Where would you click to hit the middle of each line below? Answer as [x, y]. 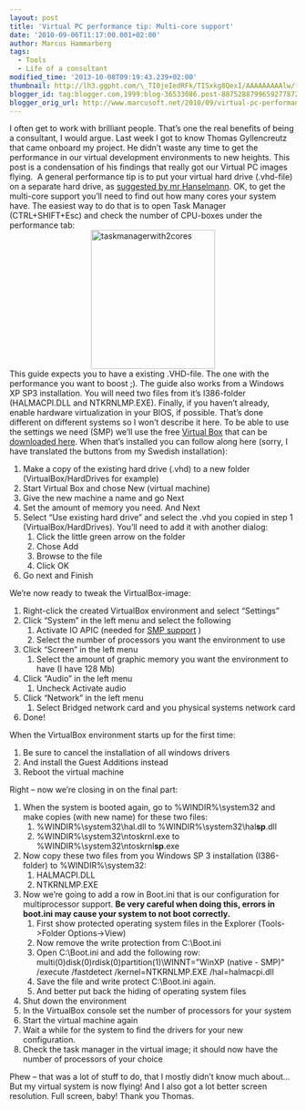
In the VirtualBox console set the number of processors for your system [157, 1011]
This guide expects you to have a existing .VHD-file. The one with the [139, 374]
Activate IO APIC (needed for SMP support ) [119, 631]
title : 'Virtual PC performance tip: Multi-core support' [122, 26]
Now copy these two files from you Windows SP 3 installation [138, 856]
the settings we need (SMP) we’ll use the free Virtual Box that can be [138, 432]
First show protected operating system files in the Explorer [146, 924]
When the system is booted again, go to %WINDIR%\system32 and [149, 807]
